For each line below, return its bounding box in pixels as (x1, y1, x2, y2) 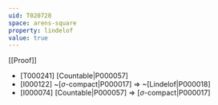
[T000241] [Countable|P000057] (19, 71, 128, 80)
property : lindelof (8, 26, 74, 34)
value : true (8, 33, 48, 42)
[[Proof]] (8, 56, 38, 65)
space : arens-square (8, 19, 78, 27)
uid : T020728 (8, 11, 52, 20)
